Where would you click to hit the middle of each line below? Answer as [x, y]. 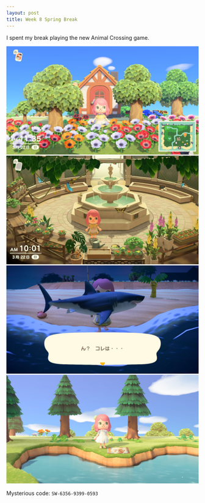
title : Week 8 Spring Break [42, 19]
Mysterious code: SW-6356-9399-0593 [52, 493]
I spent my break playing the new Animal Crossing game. [78, 37]
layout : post [23, 13]
